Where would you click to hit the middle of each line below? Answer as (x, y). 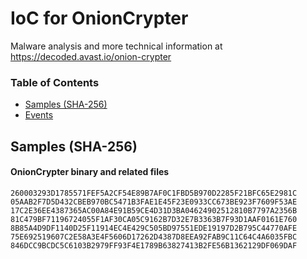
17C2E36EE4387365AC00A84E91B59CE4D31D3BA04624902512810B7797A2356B (154, 210)
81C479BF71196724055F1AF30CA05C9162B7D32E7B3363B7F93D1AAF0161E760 (154, 219)
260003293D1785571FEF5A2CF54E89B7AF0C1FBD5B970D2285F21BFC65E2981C (154, 193)
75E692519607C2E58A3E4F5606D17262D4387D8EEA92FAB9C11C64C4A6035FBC (154, 237)
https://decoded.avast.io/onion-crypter (91, 56)
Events (39, 115)
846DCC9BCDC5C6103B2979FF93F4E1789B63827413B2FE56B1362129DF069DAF (154, 245)
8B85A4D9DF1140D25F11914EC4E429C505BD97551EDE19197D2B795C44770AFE (154, 228)
